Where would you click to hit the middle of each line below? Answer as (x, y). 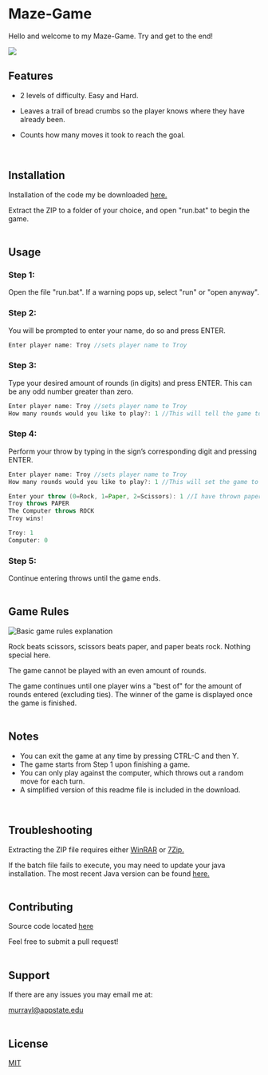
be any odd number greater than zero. (71, 391)
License (28, 1043)
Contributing (41, 907)
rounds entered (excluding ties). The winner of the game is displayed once (131, 694)
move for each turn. (52, 781)
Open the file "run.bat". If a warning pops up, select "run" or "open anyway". (134, 292)
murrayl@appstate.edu (46, 1010)
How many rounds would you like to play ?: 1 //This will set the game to (134, 482)
